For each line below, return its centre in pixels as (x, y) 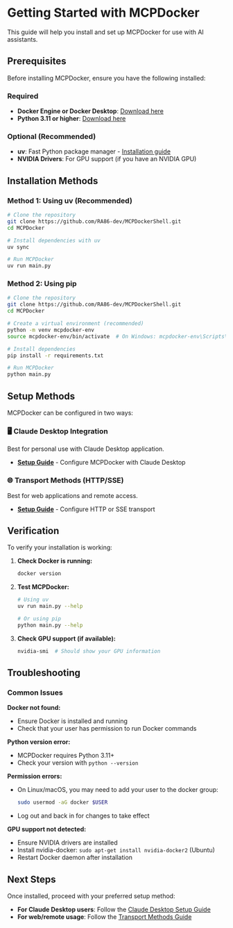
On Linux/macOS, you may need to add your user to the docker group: (118, 790)
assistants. (23, 39)
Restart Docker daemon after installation (75, 857)
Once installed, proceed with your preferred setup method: (91, 896)
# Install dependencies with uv (54, 240)
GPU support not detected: (47, 829)
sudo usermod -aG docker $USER (62, 803)
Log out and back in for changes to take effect (84, 816)
